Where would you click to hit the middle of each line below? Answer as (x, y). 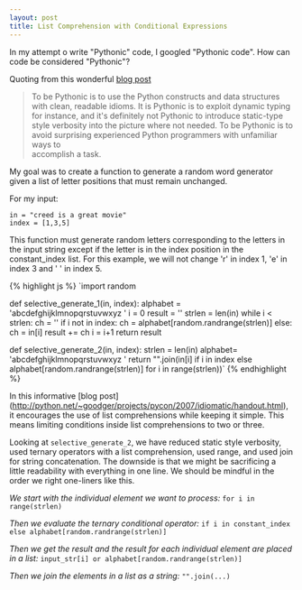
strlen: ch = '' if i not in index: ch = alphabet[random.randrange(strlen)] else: (151, 322)
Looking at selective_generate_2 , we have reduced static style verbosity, (146, 442)
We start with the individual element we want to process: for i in (132, 498)
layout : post (34, 18)
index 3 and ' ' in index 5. (56, 268)
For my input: (34, 198)
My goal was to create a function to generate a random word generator (141, 171)
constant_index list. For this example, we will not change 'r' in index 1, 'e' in (148, 259)
